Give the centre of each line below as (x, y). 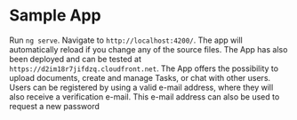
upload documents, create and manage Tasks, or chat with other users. (140, 77)
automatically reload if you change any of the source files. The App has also (148, 49)
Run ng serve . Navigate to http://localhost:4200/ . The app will (126, 40)
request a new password (55, 106)
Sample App (55, 16)
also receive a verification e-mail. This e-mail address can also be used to (144, 96)
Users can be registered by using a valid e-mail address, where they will (141, 87)
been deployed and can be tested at (76, 59)
